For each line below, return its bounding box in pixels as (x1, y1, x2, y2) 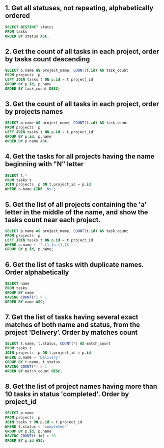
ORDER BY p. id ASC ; (5, 438, 45, 443)
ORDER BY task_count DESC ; (5, 86, 60, 91)
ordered (5, 12, 30, 20)
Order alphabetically (5, 268, 70, 276)
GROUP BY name (5, 290, 34, 295)
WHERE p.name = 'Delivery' (5, 355, 60, 360)
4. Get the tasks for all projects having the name (5, 152, 155, 161)
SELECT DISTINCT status (5, 25, 54, 29)
